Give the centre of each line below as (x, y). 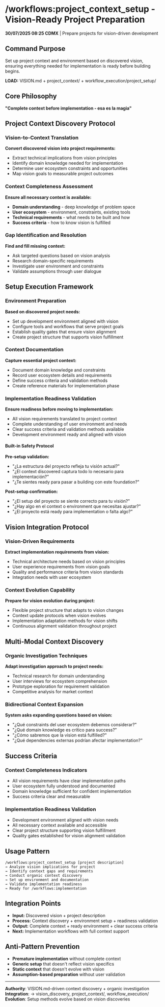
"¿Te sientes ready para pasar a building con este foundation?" (76, 482)
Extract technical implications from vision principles (64, 158)
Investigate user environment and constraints (58, 266)
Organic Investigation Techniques (46, 656)
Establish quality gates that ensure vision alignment (64, 332)
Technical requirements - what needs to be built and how (71, 217)
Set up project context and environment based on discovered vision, (74, 61)
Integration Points (33, 904)
